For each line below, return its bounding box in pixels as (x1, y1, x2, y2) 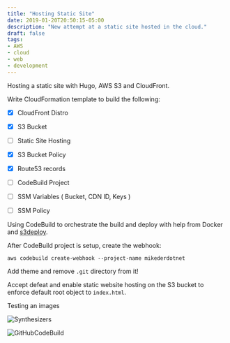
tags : (7, 36, 23, 43)
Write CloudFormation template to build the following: (7, 95, 160, 103)
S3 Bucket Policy (17, 150, 66, 159)
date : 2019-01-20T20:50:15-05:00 (7, 17, 105, 24)
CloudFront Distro (17, 108, 68, 117)
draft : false (7, 29, 45, 37)
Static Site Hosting (17, 136, 71, 145)
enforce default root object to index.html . (7, 288, 127, 297)
